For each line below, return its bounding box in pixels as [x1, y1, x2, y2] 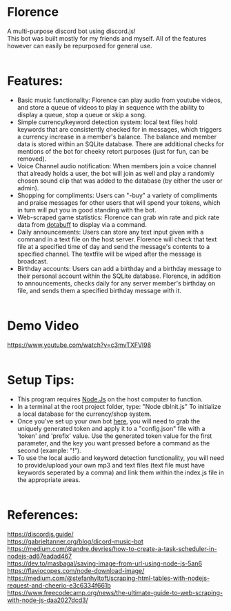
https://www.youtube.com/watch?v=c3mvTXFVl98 [7, 341, 152, 349]
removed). [17, 154, 47, 163]
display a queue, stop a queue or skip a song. [17, 110, 147, 119]
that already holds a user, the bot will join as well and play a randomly [17, 169, 215, 177]
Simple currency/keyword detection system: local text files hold [17, 118, 198, 126]
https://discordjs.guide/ [7, 530, 74, 538]
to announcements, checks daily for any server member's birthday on [17, 279, 216, 287]
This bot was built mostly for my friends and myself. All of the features [7, 34, 207, 42]
